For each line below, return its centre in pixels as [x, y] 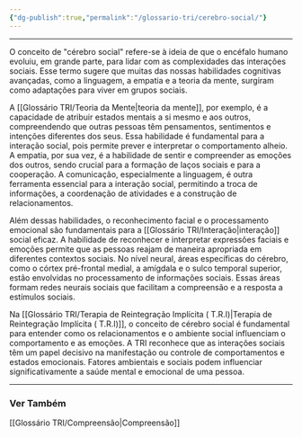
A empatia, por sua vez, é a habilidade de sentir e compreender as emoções [151, 155]
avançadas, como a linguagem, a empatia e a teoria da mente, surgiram [142, 80]
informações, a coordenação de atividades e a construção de [123, 193]
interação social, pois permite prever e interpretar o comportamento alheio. [148, 146]
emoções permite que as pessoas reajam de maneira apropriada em [136, 249]
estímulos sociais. [43, 297]
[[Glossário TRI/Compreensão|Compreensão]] [95, 423]
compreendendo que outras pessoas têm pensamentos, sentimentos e [140, 126]
